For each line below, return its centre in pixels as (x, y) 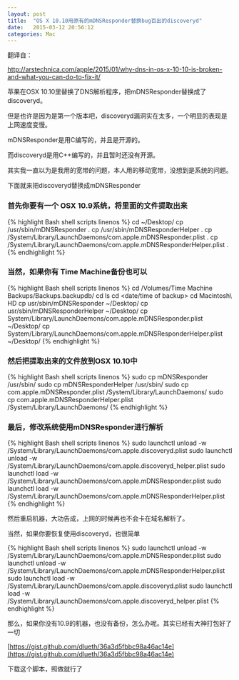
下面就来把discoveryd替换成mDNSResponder (74, 186)
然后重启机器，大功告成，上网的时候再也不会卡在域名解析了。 (98, 519)
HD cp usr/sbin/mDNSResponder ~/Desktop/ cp (78, 303)
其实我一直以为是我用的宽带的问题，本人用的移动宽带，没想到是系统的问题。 (120, 170)
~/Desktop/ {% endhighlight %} (54, 341)
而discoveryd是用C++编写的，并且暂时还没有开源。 (83, 155)
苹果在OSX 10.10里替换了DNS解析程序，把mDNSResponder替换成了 (107, 92)
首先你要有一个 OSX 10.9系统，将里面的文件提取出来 (97, 206)
